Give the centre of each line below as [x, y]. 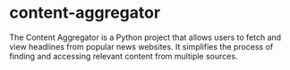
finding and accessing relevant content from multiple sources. [124, 56]
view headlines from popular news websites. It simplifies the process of [141, 46]
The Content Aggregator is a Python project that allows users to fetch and [145, 37]
